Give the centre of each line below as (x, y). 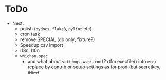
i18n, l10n (30, 50)
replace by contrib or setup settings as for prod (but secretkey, (94, 67)
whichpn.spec (34, 56)
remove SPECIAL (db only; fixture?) (57, 39)
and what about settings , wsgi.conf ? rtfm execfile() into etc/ (92, 61)
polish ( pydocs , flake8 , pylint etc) (56, 28)
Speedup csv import (41, 45)
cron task (30, 34)
